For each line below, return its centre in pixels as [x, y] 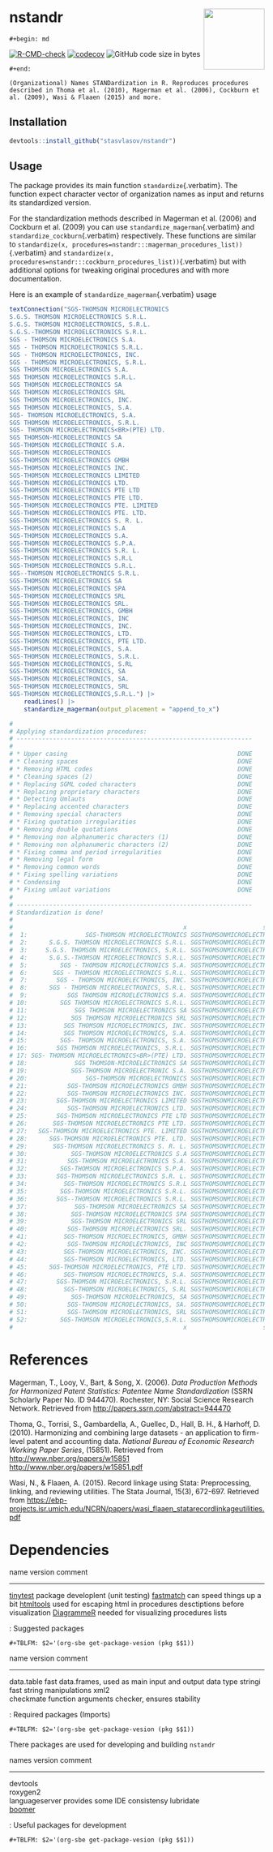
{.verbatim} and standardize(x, [62, 253]
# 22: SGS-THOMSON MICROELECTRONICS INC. [98, 1094]
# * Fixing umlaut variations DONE [131, 889]
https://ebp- [47, 1500]
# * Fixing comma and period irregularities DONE [131, 852]
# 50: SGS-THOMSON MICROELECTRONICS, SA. [98, 1305]
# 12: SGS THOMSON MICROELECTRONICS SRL [98, 1018]
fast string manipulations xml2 [60, 1691]
